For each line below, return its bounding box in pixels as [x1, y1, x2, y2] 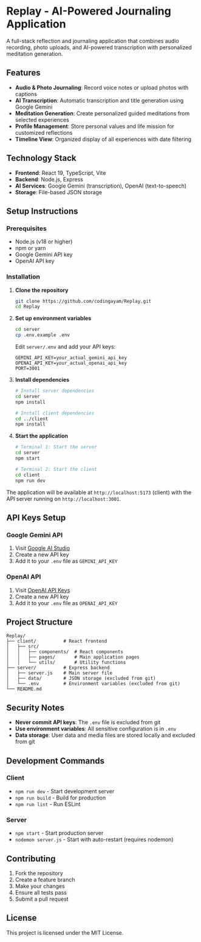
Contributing [6, 853, 56, 864]
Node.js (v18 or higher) [15, 238, 73, 245]
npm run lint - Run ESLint [15, 800, 81, 808]
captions [15, 90, 38, 98]
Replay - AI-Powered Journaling [6, 4, 171, 18]
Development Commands [6, 756, 105, 766]
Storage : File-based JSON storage [15, 188, 102, 195]
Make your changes [15, 882, 65, 890]
